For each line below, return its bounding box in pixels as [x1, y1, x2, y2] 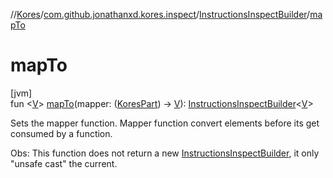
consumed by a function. [10, 127, 113, 139]
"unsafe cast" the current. [10, 157, 118, 169]
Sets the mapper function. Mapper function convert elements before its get [10, 117, 320, 129]
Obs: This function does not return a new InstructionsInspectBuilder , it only [10, 147, 320, 159]
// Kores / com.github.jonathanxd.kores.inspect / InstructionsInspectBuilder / [10, 9, 311, 20]
